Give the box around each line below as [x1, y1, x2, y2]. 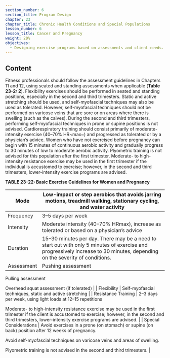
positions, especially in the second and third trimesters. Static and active [5, 93, 157, 100]
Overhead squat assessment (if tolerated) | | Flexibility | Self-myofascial [5, 285, 155, 291]
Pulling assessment [5, 275, 46, 282]
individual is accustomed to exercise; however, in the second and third [5, 164, 152, 170]
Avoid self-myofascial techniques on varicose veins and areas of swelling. [5, 337, 159, 343]
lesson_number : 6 [5, 26, 42, 31]
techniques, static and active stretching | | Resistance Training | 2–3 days [5, 290, 158, 297]
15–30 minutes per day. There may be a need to [42, 235, 157, 242]
